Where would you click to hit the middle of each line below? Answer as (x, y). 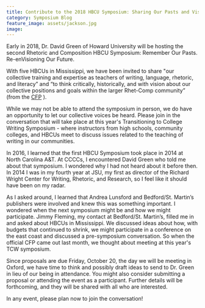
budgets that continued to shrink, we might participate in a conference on (99, 230)
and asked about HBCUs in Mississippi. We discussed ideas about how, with (102, 223)
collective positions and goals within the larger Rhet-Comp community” (96, 91)
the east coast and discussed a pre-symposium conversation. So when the (100, 236)
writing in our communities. (41, 141)
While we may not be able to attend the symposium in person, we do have (99, 109)
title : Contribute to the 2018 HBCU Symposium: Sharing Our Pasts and (98, 12)
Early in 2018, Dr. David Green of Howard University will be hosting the (95, 46)
